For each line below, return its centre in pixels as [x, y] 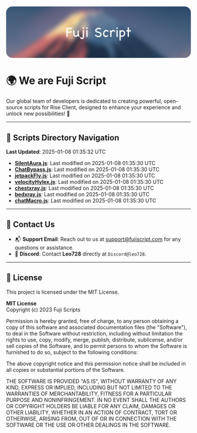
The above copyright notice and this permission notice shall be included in [96, 363]
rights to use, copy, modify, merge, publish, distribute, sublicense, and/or [94, 340]
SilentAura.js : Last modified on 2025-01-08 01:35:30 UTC [85, 163]
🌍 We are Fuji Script [56, 81]
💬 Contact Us [30, 225]
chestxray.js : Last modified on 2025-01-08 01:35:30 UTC [84, 188]
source [15, 108]
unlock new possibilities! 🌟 [38, 114]
